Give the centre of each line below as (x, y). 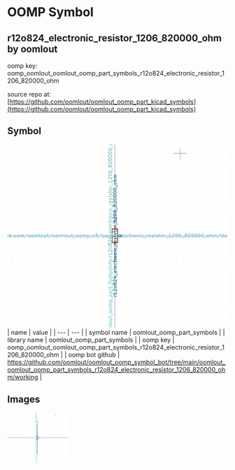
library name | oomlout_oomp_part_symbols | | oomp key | (91, 340)
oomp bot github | (94, 355)
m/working (23, 377)
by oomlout (33, 49)
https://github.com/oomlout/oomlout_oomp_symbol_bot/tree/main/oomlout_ (116, 362)
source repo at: (29, 94)
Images (24, 399)
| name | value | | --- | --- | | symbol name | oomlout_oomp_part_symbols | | (116, 333)
